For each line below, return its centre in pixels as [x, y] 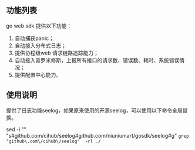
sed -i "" [16, 129]
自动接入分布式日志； [40, 45]
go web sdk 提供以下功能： [39, 26]
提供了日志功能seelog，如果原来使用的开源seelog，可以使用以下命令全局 [95, 110]
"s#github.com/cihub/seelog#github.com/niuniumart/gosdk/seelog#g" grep [97, 135]
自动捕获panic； [34, 38]
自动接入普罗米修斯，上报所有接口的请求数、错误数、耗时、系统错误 [97, 60]
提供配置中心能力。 [38, 74]
